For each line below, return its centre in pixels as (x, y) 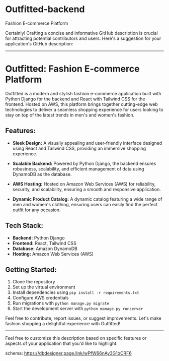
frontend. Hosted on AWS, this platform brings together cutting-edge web (82, 104)
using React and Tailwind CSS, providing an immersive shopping (79, 148)
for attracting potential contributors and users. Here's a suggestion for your (83, 38)
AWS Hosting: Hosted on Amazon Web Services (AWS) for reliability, (84, 184)
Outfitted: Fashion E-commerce (72, 69)
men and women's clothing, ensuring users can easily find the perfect (85, 204)
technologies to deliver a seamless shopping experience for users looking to (84, 109)
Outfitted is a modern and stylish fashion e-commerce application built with (83, 93)
